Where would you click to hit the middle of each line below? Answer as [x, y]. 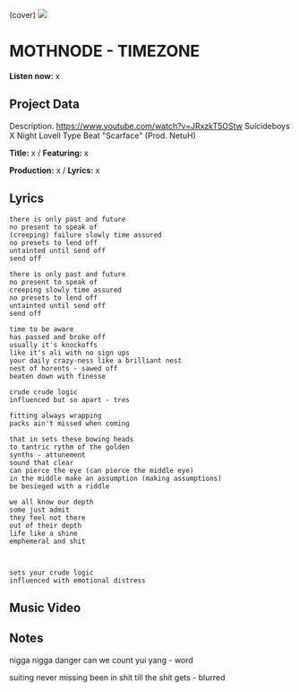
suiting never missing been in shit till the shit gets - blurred [117, 677]
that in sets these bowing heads [72, 439]
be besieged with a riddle [60, 486]
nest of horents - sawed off [64, 368]
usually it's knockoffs [54, 345]
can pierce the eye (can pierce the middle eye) [102, 470]
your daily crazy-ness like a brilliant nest [95, 360]
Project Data [45, 105]
